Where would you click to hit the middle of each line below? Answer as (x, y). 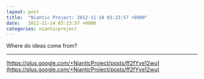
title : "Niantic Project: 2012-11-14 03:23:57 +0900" (77, 17)
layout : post (23, 12)
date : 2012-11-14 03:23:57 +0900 (51, 23)
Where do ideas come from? (42, 46)
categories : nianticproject (42, 29)
